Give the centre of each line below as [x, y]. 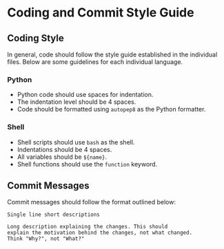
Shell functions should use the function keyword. [87, 164]
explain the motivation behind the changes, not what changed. [100, 233]
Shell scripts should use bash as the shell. [76, 142]
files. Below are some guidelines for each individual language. [95, 62]
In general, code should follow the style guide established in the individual [112, 54]
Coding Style [35, 38]
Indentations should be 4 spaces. [64, 149]
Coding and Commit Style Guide [101, 13]
